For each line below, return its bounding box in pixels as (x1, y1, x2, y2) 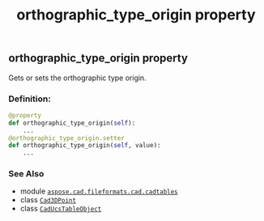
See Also (8, 168, 45, 180)
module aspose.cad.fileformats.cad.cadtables (19, 186, 178, 196)
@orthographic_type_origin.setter (8, 134, 126, 142)
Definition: (8, 93, 51, 104)
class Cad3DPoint (19, 195, 77, 205)
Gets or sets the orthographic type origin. (8, 73, 147, 83)
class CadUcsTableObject (19, 204, 102, 214)
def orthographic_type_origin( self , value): (8, 142, 161, 150)
